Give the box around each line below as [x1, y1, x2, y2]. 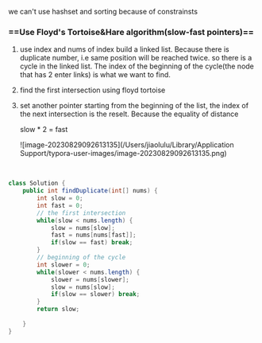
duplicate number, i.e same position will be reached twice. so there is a [19, 53, 252, 63]
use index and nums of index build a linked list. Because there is [19, 45, 229, 54]
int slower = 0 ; [37, 260, 91, 269]
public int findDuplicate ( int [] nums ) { [22, 187, 158, 195]
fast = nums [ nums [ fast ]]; [50, 231, 137, 240]
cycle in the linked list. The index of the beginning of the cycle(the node [19, 61, 254, 71]
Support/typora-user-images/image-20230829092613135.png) [19, 149, 228, 158]
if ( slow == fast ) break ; [50, 239, 133, 247]
